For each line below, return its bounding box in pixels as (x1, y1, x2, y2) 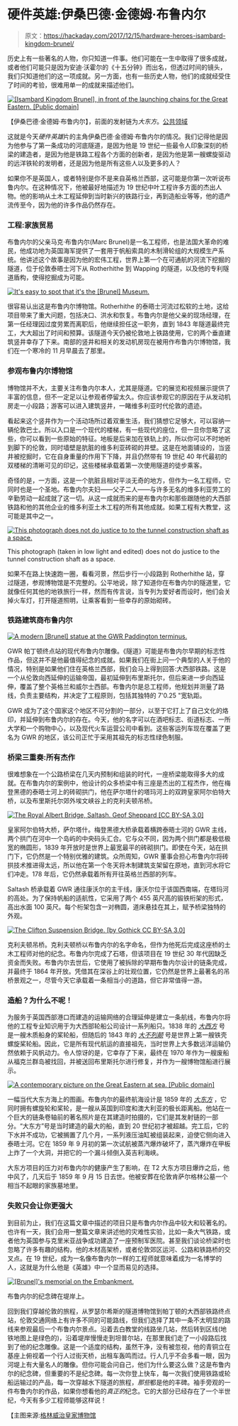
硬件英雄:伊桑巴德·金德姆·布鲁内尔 (7, 6, 207, 23)
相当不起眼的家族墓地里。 (7, 1181, 82, 1190)
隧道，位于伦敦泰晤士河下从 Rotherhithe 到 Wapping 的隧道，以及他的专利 (7, 264, 223, 273)
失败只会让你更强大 (7, 1201, 73, 1211)
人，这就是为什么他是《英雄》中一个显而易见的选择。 (7, 1263, 163, 1271)
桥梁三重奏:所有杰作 (7, 752, 76, 762)
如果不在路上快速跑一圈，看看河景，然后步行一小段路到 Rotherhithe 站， (7, 569, 219, 578)
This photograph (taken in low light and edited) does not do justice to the (7, 547, 220, 555)
